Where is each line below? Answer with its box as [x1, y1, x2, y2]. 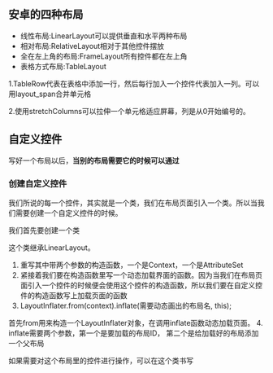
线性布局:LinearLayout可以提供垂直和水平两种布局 [19, 31, 188, 41]
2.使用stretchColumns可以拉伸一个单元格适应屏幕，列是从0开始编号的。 [8, 106, 250, 116]
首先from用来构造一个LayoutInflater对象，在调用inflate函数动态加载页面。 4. [8, 318, 263, 327]
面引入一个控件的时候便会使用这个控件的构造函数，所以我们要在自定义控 [19, 280, 262, 290]
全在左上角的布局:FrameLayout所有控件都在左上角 [19, 51, 188, 61]
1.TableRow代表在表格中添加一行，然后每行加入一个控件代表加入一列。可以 [8, 78, 260, 88]
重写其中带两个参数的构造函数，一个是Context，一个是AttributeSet [19, 260, 244, 270]
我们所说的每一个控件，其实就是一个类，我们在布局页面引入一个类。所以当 [8, 198, 258, 208]
